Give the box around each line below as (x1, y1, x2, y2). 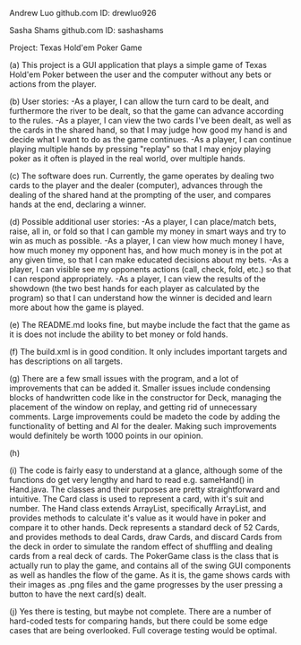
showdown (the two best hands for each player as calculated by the (9, 283, 260, 294)
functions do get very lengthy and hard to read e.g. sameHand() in (9, 475, 254, 485)
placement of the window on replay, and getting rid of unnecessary (9, 402, 258, 412)
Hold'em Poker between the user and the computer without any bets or (9, 69, 272, 80)
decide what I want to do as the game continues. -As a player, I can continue (9, 134, 292, 144)
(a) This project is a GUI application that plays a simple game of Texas (9, 60, 267, 70)
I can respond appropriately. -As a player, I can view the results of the (9, 273, 266, 284)
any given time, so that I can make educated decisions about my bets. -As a (9, 254, 289, 265)
